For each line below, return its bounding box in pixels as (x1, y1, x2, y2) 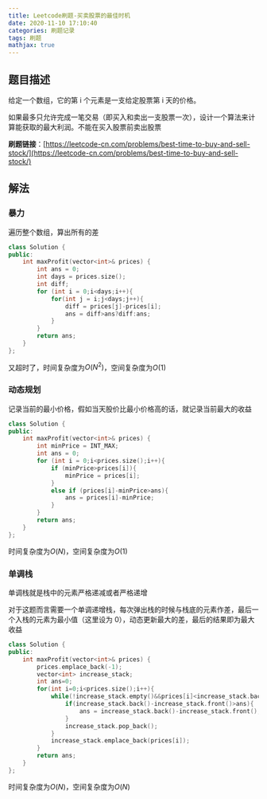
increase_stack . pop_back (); (64, 722, 158, 730)
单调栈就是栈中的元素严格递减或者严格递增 (8, 588, 148, 597)
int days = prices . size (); (37, 272, 126, 281)
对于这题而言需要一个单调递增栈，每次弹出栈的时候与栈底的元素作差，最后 (8, 605, 252, 614)
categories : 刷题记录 (8, 26, 75, 34)
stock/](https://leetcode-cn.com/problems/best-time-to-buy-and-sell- (8, 148, 238, 158)
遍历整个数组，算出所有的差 (8, 227, 99, 237)
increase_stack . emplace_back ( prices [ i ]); (50, 737, 191, 745)
